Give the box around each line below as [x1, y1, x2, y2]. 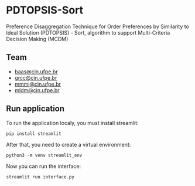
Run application [6, 104, 65, 114]
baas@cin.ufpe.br [14, 68, 58, 75]
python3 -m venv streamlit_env [6, 152, 83, 158]
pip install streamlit [6, 130, 61, 137]
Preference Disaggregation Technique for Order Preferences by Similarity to [6, 23, 189, 30]
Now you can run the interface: [6, 163, 81, 170]
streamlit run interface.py [6, 174, 75, 180]
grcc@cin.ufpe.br [14, 74, 57, 81]
